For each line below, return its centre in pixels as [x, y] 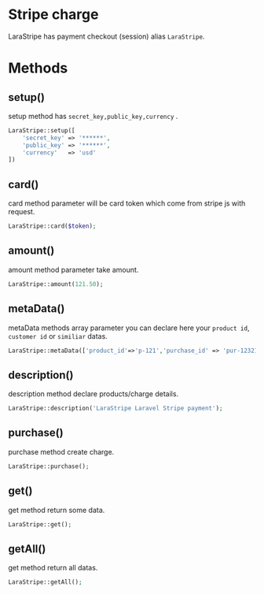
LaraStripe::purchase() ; [49, 466]
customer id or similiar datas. [58, 336]
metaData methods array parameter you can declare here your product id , [129, 328]
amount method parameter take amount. [73, 269]
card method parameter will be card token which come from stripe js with [127, 203]
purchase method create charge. [61, 451]
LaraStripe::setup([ [42, 130]
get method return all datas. [53, 568]
